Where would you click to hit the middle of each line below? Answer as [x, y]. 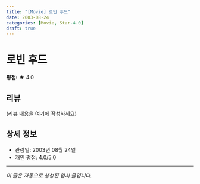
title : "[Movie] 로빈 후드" [38, 12]
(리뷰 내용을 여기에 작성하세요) [42, 114]
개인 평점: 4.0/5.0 [35, 157]
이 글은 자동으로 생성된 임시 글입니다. [49, 175]
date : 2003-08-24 [28, 17]
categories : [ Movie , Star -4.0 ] [45, 23]
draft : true [21, 28]
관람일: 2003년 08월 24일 [45, 149]
